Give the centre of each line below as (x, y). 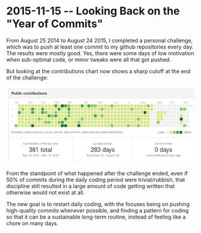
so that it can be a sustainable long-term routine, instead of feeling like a (96, 217)
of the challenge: (27, 77)
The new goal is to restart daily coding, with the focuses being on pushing (98, 204)
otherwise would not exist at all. (45, 193)
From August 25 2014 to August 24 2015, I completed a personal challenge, (100, 40)
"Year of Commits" (55, 24)
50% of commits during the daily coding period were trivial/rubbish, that (96, 180)
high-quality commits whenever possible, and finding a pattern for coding (97, 211)
